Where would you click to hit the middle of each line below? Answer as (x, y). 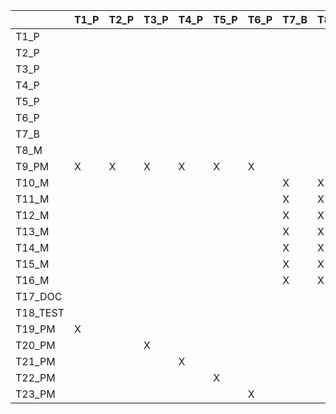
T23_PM (35, 394)
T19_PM (35, 329)
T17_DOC (39, 296)
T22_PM (35, 377)
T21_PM (35, 361)
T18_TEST (40, 312)
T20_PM (35, 345)
